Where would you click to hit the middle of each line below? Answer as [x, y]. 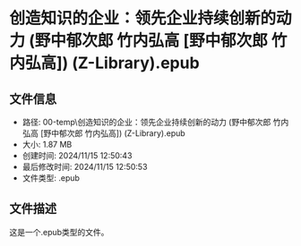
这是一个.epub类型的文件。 [59, 232]
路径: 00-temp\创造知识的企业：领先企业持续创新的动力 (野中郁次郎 [146, 122]
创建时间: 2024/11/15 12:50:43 [77, 156]
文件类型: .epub [51, 178]
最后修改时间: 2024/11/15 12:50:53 [85, 167]
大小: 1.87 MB [47, 144]
